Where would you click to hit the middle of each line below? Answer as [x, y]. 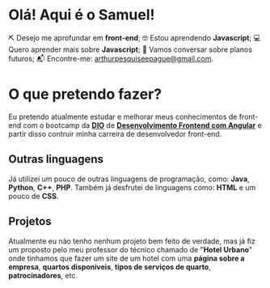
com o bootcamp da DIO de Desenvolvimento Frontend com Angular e [143, 125]
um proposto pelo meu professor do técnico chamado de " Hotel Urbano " [131, 249]
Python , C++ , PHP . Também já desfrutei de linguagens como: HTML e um [132, 187]
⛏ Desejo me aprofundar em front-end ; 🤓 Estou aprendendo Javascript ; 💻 [135, 37]
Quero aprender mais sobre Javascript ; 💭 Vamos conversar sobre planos [131, 49]
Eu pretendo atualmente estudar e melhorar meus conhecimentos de [123, 116]
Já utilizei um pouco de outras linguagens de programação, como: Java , [129, 179]
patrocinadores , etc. [43, 275]
